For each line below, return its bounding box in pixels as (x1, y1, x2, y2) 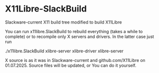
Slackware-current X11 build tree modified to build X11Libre (5, 19, 122, 25)
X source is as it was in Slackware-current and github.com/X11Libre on (5, 57, 146, 63)
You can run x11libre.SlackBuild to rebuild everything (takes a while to (5, 28, 143, 34)
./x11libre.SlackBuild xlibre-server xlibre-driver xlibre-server (5, 48, 124, 54)
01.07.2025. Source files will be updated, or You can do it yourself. (5, 62, 137, 68)
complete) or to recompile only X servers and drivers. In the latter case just (5, 34, 154, 39)
